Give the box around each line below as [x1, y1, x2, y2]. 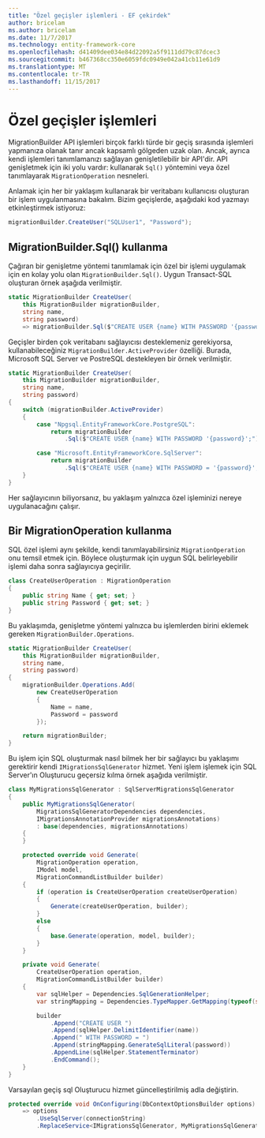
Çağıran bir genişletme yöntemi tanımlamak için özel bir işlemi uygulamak [8, 261, 246, 271]
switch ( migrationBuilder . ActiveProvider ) [22, 406, 164, 414]
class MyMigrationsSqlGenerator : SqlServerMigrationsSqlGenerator [8, 786, 235, 794]
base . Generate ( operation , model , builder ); [50, 932, 196, 940]
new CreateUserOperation [36, 688, 118, 697]
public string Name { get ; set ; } [22, 592, 136, 600]
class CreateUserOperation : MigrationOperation [8, 577, 171, 585]
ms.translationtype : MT [8, 63, 87, 71]
